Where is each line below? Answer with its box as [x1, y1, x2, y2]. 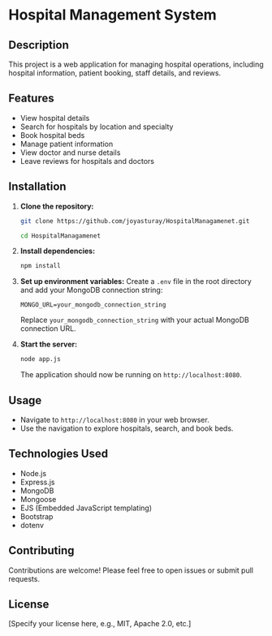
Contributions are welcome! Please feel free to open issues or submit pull [8, 565, 254, 575]
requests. [8, 574, 41, 583]
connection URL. [19, 324, 76, 333]
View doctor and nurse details [19, 148, 121, 157]
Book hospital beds [19, 130, 85, 140]
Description [8, 38, 69, 52]
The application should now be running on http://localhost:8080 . [19, 370, 242, 380]
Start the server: [19, 339, 78, 350]
